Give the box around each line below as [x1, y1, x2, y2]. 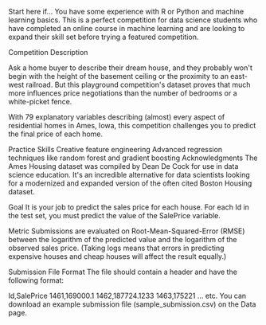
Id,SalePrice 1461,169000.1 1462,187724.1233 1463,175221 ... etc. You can [8, 291, 247, 300]
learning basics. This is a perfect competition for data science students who [8, 15, 258, 25]
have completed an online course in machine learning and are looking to [8, 24, 245, 33]
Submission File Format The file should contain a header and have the [8, 267, 237, 276]
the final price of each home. [8, 129, 104, 139]
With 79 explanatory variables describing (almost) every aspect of [8, 112, 225, 122]
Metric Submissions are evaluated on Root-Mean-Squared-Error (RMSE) [8, 226, 245, 236]
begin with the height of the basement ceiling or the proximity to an [8, 72, 229, 80]
